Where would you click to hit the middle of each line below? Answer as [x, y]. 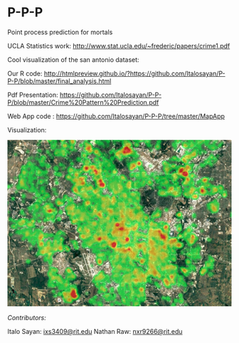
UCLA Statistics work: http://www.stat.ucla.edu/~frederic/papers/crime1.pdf [119, 46]
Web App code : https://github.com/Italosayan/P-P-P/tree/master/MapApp [116, 116]
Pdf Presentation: [33, 95]
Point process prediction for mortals [60, 32]
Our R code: [25, 73]
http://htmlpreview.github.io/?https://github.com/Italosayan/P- [134, 73]
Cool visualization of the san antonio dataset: [74, 59]
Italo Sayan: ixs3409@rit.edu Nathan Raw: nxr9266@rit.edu [95, 332]
